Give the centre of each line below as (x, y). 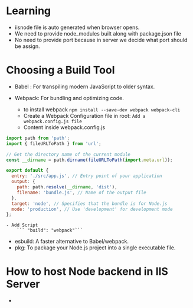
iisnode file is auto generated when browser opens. (77, 27)
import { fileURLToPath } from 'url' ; (54, 143)
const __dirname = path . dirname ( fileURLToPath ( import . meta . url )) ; (89, 160)
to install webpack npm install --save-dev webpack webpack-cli (102, 109)
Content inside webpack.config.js (64, 127)
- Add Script (22, 225)
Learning (29, 11)
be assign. (27, 46)
